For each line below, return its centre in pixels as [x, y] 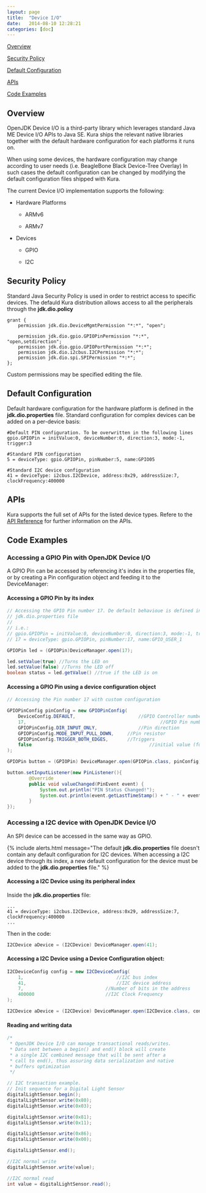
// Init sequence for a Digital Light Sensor [66, 1089]
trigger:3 [20, 443]
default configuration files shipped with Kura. [64, 179]
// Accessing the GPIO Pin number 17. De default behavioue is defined [100, 611]
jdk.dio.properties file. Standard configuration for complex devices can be [101, 415]
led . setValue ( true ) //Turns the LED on [58, 661]
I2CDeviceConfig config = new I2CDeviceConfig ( [69, 971]
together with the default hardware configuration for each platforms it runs [101, 141]
